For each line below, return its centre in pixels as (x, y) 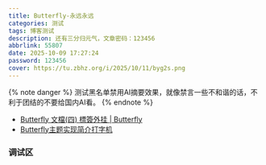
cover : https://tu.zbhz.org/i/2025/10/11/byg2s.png (97, 68)
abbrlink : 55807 (35, 46)
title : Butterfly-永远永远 (51, 16)
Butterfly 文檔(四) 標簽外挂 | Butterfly (81, 119)
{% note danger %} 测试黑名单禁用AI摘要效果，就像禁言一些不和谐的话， (130, 92)
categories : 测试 (36, 23)
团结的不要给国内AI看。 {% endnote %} (87, 102)
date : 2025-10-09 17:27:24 (54, 53)
